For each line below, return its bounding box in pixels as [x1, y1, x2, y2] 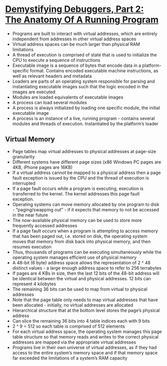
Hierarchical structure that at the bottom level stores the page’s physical [12, 307, 160, 313]
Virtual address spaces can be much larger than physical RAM [12, 41, 140, 47]
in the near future [12, 212, 48, 218]
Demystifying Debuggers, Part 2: [5, 3, 144, 15]
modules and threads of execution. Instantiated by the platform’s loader [12, 121, 159, 127]
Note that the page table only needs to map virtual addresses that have [12, 297, 158, 303]
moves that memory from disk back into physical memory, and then [12, 238, 151, 244]
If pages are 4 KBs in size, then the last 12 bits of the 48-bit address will [12, 270, 160, 276]
